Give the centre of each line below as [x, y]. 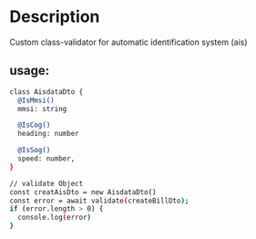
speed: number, [46, 159]
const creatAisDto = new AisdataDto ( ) [83, 192]
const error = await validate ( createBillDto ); [99, 201]
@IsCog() [34, 125]
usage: [30, 71]
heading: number [48, 134]
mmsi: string [42, 109]
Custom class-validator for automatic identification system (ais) [128, 42]
